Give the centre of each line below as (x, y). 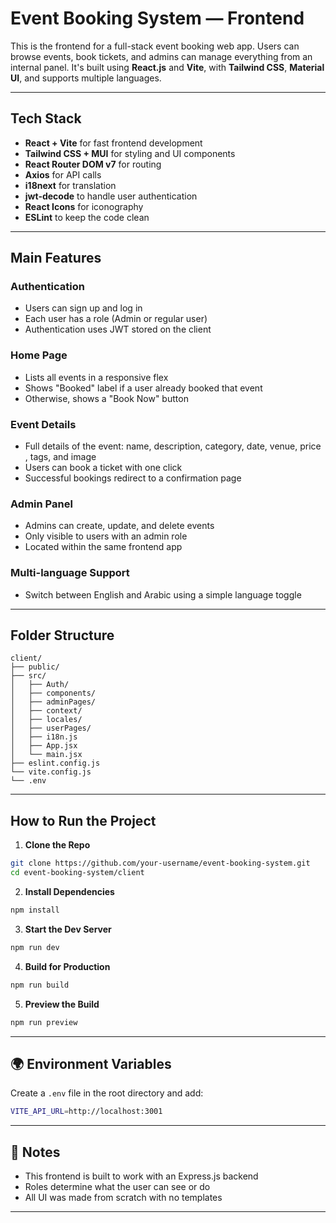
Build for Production (67, 966)
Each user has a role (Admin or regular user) (116, 319)
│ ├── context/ (46, 711)
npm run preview (44, 1022)
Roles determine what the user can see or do (117, 1186)
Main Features (56, 258)
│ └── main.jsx (46, 755)
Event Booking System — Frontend (157, 18)
